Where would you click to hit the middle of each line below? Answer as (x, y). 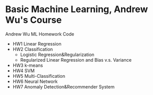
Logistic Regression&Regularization (57, 55)
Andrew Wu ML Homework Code (40, 34)
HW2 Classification (33, 49)
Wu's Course (34, 20)
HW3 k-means (28, 65)
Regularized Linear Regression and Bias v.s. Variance (76, 60)
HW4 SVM (23, 70)
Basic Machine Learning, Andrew (77, 9)
